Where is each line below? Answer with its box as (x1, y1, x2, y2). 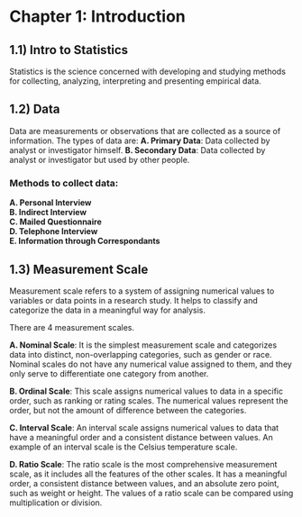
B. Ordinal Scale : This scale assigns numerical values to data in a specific (9, 385, 284, 396)
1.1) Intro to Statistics (9, 42, 129, 58)
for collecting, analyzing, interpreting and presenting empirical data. (9, 76, 261, 86)
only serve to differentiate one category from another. (9, 367, 209, 379)
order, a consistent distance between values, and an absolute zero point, (9, 477, 279, 488)
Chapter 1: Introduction (9, 6, 187, 27)
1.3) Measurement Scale (9, 261, 149, 277)
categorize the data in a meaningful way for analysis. (9, 304, 206, 315)
